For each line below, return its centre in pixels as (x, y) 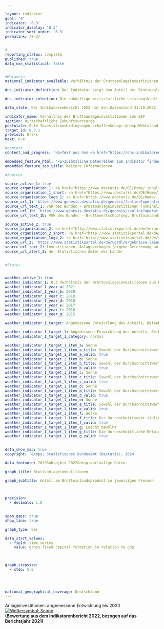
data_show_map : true (26, 450)
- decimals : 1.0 (26, 503)
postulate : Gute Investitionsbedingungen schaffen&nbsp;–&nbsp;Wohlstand (82, 126)
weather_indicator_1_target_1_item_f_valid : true (57, 423)
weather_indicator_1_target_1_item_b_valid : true (57, 368)
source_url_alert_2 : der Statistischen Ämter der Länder (64, 251)
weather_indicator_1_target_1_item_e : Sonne (51, 400)
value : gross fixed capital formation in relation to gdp (74, 547)
